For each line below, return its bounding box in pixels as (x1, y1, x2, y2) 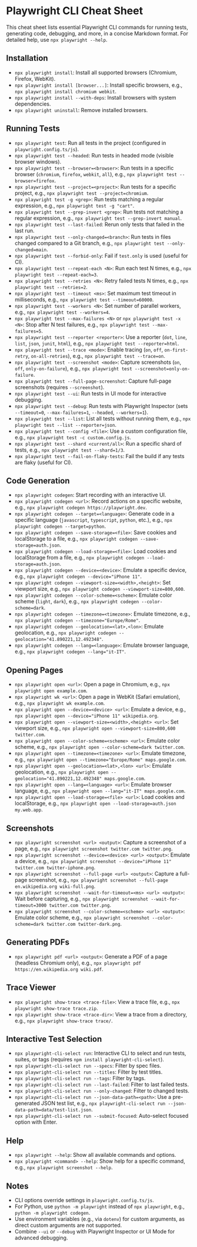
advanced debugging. (14, 1234, 68, 1242)
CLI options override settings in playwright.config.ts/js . (14, 1197, 154, 1204)
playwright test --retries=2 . (14, 283, 88, 290)
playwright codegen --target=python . (14, 523, 106, 530)
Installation (6, 53, 48, 63)
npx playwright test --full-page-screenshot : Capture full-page (14, 377, 172, 384)
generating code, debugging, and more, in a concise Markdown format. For (6, 29, 189, 37)
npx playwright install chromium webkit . (14, 87, 116, 95)
